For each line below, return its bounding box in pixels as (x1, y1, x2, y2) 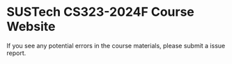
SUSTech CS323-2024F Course (6, 4, 194, 20)
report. (6, 49, 26, 57)
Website (6, 19, 56, 34)
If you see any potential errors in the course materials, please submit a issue (6, 41, 226, 50)
